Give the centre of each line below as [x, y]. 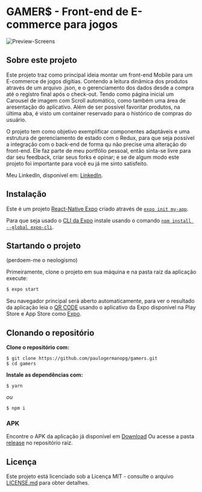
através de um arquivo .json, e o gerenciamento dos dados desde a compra [100, 88]
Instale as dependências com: [45, 375]
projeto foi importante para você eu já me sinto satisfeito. [77, 163]
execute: [17, 278]
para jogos [90, 24]
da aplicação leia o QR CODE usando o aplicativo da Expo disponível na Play [101, 307]
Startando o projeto [44, 245]
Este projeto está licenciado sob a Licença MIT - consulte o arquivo [90, 476]
